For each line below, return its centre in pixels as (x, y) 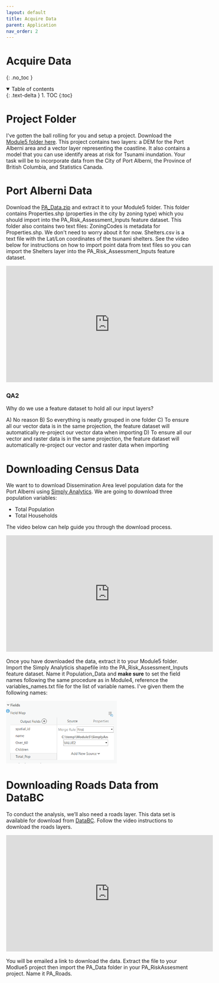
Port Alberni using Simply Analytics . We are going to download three (89, 492)
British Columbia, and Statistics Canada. (55, 167)
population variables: (32, 498)
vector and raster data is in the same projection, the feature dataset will (93, 439)
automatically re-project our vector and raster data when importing (88, 445)
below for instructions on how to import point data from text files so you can (99, 245)
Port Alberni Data (49, 191)
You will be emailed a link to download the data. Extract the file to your (91, 961)
